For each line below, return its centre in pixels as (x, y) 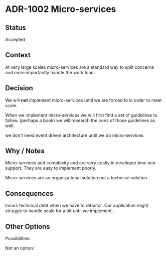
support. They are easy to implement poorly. (51, 168)
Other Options (28, 226)
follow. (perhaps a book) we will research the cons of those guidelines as (80, 120)
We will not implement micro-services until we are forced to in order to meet (83, 100)
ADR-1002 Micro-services (61, 9)
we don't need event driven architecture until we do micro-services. (75, 135)
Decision (19, 88)
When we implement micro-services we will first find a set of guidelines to (81, 115)
